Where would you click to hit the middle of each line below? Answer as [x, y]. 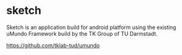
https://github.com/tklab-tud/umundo [53, 45]
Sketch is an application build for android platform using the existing [91, 27]
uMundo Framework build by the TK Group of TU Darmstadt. [82, 33]
